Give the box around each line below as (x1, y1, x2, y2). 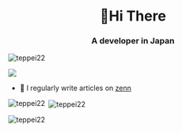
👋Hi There (100, 7, 166, 25)
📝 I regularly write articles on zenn (19, 83, 132, 93)
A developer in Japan (91, 36, 175, 47)
